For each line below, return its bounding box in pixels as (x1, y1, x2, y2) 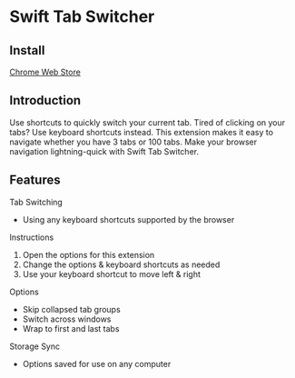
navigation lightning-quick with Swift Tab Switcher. (9, 145, 200, 156)
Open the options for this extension (22, 249, 155, 260)
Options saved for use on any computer (22, 358, 172, 369)
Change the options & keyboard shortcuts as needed (22, 259, 221, 270)
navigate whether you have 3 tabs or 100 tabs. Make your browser (9, 136, 257, 147)
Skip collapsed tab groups (22, 303, 121, 314)
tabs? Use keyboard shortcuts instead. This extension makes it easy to (9, 126, 274, 137)
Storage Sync (9, 341, 61, 352)
